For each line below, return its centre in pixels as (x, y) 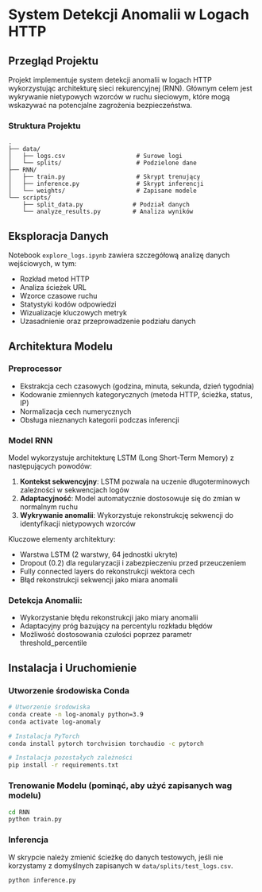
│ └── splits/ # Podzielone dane (102, 163)
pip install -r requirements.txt (64, 765)
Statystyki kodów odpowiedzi (68, 304)
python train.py (35, 820)
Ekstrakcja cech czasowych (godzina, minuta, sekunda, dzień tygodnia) (137, 386)
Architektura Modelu (61, 346)
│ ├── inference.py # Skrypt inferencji (106, 184)
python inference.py (42, 880)
